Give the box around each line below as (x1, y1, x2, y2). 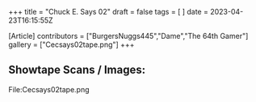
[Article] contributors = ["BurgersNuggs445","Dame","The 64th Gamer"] (8, 32, 249, 40)
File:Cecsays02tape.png (8, 84, 90, 94)
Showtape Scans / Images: (8, 63, 146, 77)
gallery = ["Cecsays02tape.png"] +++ (8, 40, 135, 49)
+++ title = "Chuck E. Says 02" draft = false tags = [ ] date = (8, 7, 208, 16)
